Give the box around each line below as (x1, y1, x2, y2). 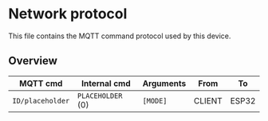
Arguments (142, 77, 187, 88)
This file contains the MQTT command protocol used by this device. (8, 31, 231, 41)
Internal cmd (81, 77, 132, 88)
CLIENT (194, 95, 223, 106)
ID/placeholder (12, 96, 70, 105)
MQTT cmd (18, 77, 63, 88)
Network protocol (8, 5, 128, 23)
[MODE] (142, 96, 167, 105)
